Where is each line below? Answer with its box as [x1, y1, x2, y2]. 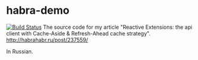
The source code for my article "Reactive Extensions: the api [42, 23, 193, 31]
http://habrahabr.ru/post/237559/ [6, 36, 89, 43]
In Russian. [6, 47, 33, 55]
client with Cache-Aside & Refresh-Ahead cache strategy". [6, 29, 151, 37]
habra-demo [6, 4, 70, 17]
